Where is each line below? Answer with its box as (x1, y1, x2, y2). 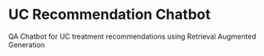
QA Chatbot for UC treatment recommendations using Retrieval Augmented (8, 32, 257, 41)
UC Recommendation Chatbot (8, 6, 211, 24)
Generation (8, 39, 46, 49)
